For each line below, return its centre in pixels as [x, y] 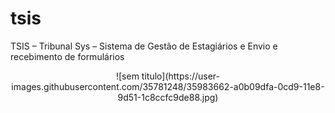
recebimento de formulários [67, 56]
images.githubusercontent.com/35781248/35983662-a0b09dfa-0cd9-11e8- [168, 86]
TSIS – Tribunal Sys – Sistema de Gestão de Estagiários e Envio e [144, 46]
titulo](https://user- [181, 76]
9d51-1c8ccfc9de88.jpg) [168, 97]
